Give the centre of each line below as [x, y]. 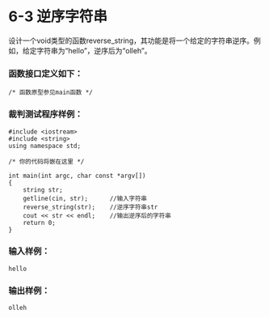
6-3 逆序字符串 [58, 17]
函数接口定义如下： [46, 74]
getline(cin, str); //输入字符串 [85, 198]
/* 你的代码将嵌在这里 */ [46, 161]
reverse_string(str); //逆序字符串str [90, 207]
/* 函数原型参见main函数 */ [50, 93]
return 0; [40, 223]
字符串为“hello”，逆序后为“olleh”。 [94, 50]
